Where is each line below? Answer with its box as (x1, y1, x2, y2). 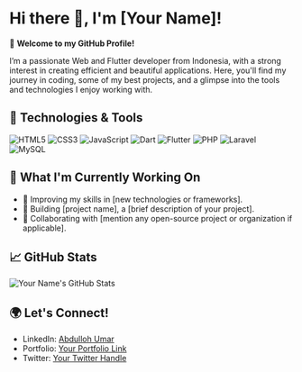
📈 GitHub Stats (9, 250, 97, 265)
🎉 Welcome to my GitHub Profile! (9, 38, 135, 49)
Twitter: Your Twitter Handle (22, 353, 127, 364)
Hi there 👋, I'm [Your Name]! (9, 8, 223, 29)
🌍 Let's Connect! (9, 305, 110, 321)
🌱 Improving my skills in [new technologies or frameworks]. (22, 194, 243, 204)
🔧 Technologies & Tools (9, 110, 143, 125)
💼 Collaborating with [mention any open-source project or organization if (22, 213, 293, 223)
